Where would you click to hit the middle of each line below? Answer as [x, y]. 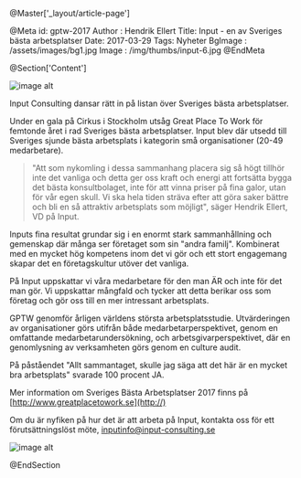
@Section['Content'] [48, 68]
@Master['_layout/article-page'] [70, 13]
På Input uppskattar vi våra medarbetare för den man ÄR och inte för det [146, 281]
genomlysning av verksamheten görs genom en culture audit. [125, 347]
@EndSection [35, 465]
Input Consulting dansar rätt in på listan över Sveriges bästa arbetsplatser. [149, 103]
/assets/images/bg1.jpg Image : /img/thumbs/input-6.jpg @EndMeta [137, 50]
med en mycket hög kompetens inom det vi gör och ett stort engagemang [148, 254]
